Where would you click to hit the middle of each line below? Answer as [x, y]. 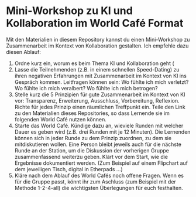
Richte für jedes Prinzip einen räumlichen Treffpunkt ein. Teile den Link [100, 107]
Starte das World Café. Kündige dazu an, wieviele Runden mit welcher [99, 125]
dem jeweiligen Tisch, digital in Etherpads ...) [68, 169]
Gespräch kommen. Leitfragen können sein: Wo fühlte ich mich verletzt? [102, 82]
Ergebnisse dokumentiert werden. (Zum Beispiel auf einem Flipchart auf [101, 163]
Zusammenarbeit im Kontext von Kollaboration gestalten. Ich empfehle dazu [97, 46]
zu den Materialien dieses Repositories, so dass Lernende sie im [92, 113]
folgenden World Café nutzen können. [60, 119]
